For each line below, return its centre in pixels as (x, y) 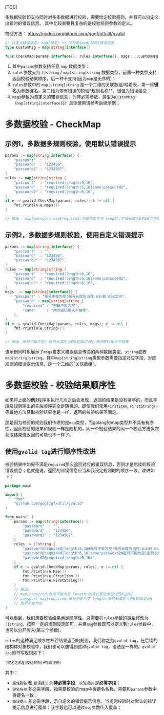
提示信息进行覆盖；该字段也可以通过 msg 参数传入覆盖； (67, 707)
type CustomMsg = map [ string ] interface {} (48, 47)
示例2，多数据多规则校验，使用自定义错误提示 (74, 235)
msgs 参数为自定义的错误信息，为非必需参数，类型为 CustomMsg (73, 97)
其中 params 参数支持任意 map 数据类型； (51, 66)
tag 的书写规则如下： (26, 652)
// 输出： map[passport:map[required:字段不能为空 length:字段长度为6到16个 (79, 219)
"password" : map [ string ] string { (49, 301)
